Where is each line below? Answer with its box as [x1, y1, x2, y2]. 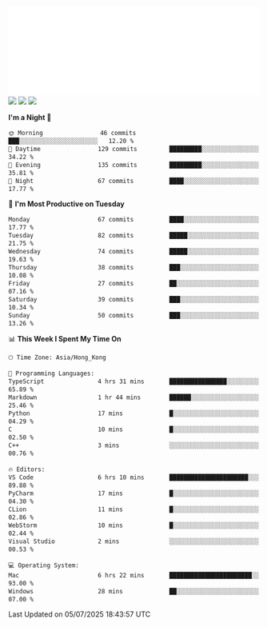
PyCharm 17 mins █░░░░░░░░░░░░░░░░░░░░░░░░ [8, 489, 260, 497]
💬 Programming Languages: [8, 369, 94, 377]
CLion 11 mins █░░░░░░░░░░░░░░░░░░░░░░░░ [8, 505, 260, 513]
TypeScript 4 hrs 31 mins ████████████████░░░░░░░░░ [8, 377, 260, 385]
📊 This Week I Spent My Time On [8, 333, 122, 343]
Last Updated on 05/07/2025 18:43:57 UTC [8, 609, 151, 619]
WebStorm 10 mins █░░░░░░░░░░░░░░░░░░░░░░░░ [8, 521, 260, 529]
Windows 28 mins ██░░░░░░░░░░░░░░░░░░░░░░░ [8, 587, 260, 595]
